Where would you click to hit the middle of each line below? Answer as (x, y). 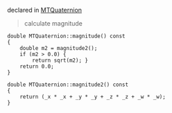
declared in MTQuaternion (44, 10)
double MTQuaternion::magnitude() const (67, 36)
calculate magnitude (53, 23)
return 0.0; (37, 67)
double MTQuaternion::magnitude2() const (68, 85)
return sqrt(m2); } (60, 60)
